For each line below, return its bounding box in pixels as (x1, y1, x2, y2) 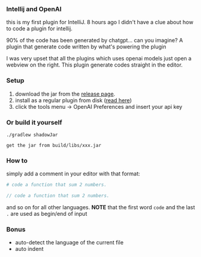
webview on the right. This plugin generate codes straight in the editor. (6, 61, 183, 68)
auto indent (15, 246, 44, 253)
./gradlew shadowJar (6, 132, 59, 138)
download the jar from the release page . (15, 90, 116, 97)
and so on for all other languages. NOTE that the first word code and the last (6, 203, 196, 210)
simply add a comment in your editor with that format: (6, 170, 140, 177)
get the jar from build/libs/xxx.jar (6, 142, 102, 148)
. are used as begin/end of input (6, 210, 88, 217)
